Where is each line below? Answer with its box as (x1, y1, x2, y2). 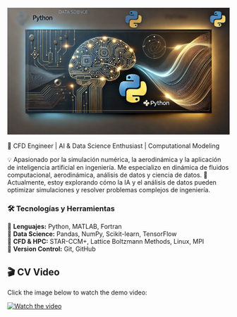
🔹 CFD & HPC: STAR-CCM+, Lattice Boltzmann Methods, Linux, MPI (7, 237, 205, 246)
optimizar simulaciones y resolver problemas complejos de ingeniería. (7, 185, 210, 194)
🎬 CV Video (7, 266, 60, 278)
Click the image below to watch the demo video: (7, 288, 147, 297)
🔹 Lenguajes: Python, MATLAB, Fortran (7, 223, 122, 231)
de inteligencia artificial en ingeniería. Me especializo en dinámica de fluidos (7, 163, 229, 171)
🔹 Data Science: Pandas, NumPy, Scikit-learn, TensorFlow (7, 230, 177, 238)
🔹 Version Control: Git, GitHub (7, 244, 97, 254)
